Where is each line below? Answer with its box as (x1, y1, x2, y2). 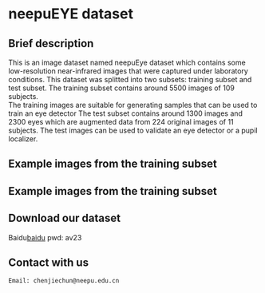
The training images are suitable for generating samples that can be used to (8, 101, 258, 109)
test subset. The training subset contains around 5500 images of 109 (8, 83, 235, 93)
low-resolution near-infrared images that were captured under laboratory (8, 66, 249, 76)
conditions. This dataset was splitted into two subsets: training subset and (8, 75, 252, 84)
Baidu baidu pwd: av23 (8, 232, 82, 242)
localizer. (8, 134, 38, 144)
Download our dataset (8, 212, 121, 225)
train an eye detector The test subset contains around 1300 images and (8, 109, 243, 118)
